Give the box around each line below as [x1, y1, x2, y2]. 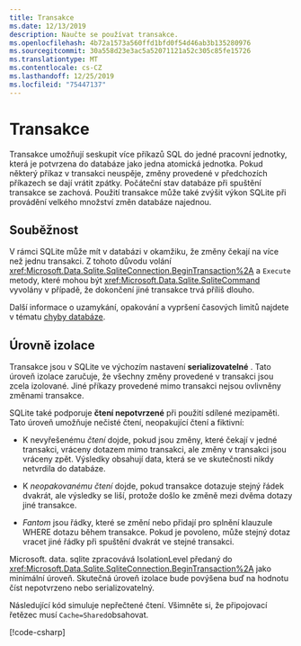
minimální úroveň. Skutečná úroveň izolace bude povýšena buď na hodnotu [9, 573, 289, 584]
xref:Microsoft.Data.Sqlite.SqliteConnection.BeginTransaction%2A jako [9, 563, 272, 574]
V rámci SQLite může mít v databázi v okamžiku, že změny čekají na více [9, 247, 279, 257]
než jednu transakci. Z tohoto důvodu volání [9, 256, 173, 266]
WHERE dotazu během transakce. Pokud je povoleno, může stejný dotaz [22, 527, 291, 538]
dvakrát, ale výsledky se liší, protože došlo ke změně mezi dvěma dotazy [22, 490, 293, 501]
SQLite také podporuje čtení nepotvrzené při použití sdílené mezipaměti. [9, 408, 280, 418]
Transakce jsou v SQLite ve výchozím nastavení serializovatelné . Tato [9, 362, 271, 372]
